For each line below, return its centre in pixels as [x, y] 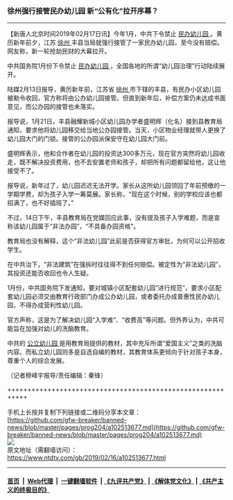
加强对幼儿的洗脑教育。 [59, 329]
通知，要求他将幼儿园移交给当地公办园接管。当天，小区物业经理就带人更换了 [116, 130]
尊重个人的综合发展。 [37, 361]
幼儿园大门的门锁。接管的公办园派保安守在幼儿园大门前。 [89, 139]
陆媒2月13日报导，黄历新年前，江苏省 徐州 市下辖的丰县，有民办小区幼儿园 [114, 89]
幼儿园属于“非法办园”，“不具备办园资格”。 [79, 226]
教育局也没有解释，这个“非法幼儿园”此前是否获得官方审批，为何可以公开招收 [116, 241]
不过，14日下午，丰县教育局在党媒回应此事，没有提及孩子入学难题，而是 [111, 218]
